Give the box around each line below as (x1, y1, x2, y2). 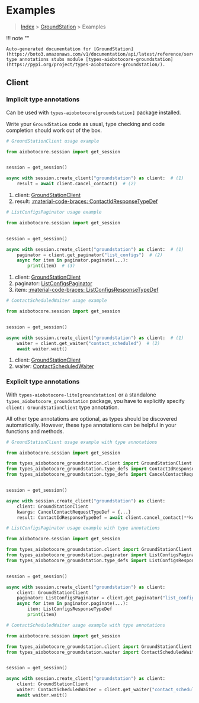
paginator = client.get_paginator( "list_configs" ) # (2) (17, 252, 163, 258)
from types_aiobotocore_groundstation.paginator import (6, 552, 147, 558)
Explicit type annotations (6, 378, 80, 386)
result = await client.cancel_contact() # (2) (17, 181, 136, 187)
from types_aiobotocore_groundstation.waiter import (6, 649, 139, 655)
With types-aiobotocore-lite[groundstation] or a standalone (6, 391, 157, 398)
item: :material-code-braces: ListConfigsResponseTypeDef (14, 286, 159, 294)
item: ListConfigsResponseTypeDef (27, 606, 113, 612)
